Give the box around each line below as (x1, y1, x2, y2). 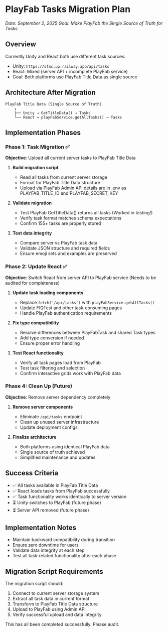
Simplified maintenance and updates (20, 454, 96, 460)
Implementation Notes (5, 524, 77, 532)
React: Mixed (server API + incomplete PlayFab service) (12, 68, 128, 74)
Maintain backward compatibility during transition (12, 537, 115, 543)
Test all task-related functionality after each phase (12, 553, 117, 559)
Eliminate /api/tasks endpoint (20, 413, 82, 420)
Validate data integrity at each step (12, 547, 85, 553)
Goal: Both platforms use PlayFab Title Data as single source (12, 74, 138, 80)
